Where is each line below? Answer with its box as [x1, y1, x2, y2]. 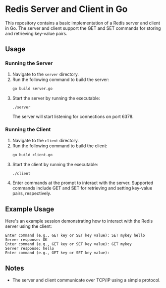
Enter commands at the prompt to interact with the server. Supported [12, 180, 154, 186]
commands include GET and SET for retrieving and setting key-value [12, 185, 153, 191]
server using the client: [5, 223, 52, 229]
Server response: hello [5, 246, 55, 251]
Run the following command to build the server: [12, 76, 110, 83]
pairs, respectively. [12, 191, 52, 196]
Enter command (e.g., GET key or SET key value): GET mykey [5, 242, 132, 247]
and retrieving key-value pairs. [5, 30, 68, 36]
